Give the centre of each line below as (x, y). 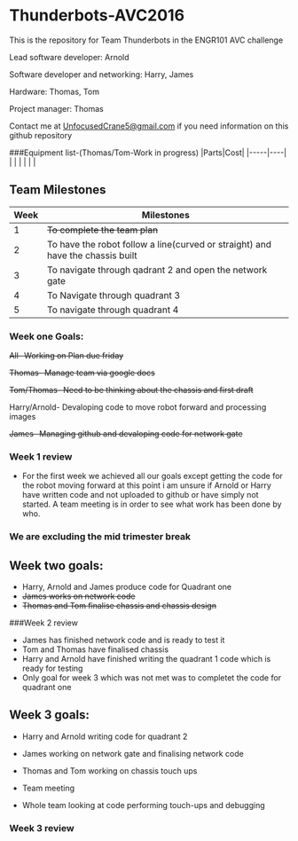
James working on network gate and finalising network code (133, 753)
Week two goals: (56, 566)
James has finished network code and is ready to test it (123, 641)
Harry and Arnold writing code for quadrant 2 (105, 736)
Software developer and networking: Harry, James (102, 74)
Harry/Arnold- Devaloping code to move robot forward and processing (138, 407)
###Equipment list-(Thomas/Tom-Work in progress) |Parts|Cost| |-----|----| (148, 153)
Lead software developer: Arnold (70, 57)
